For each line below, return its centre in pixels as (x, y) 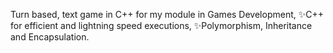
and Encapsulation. (50, 37)
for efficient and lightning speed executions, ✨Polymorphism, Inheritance (161, 25)
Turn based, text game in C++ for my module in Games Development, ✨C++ (167, 14)
